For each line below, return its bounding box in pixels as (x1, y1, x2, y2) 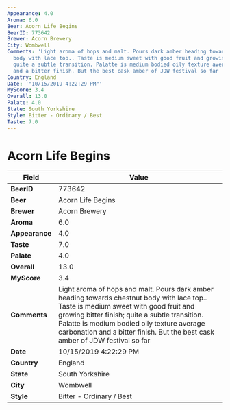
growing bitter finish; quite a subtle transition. (57, 310, 204, 319)
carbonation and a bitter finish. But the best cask (57, 327, 214, 337)
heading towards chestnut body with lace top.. (57, 293, 207, 302)
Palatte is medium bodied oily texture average (57, 319, 205, 328)
